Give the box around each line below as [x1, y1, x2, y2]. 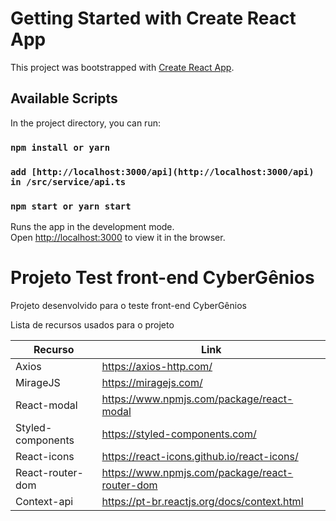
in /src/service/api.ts [10, 176, 127, 187]
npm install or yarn [10, 142, 111, 153]
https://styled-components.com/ [101, 427, 257, 441]
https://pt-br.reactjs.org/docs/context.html [101, 494, 304, 508]
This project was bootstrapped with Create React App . [10, 61, 235, 73]
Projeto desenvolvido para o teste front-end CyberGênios [10, 299, 247, 311]
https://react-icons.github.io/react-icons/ [101, 449, 299, 463]
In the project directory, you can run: [10, 117, 161, 129]
